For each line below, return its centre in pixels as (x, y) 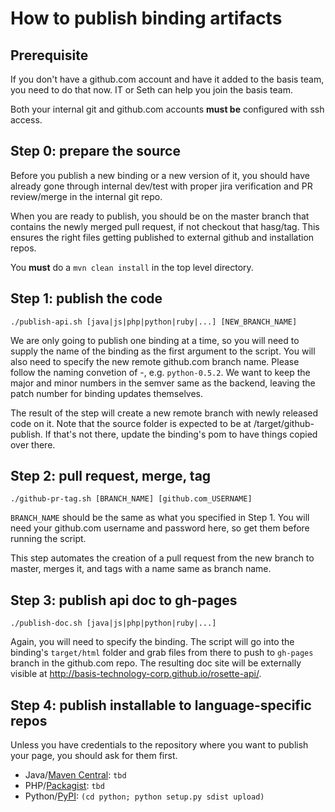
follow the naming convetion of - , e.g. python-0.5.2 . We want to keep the (160, 372)
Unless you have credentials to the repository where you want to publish (159, 745)
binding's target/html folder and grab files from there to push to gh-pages (162, 653)
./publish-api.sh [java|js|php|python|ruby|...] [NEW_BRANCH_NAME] (154, 322)
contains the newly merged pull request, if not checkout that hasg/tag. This (165, 226)
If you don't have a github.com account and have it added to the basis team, (167, 79)
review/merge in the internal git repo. (86, 196)
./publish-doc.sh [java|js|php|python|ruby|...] (113, 623)
